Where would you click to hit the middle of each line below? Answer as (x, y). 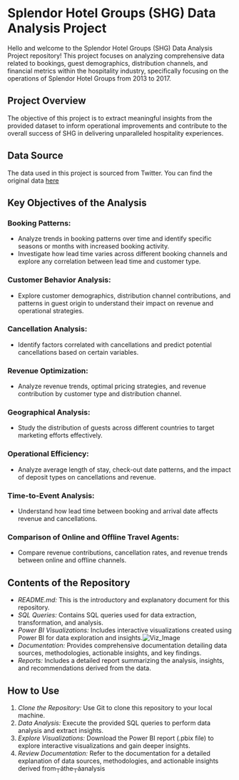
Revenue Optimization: (48, 370)
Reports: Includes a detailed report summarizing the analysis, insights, (121, 661)
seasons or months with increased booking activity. (93, 246)
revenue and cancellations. (57, 519)
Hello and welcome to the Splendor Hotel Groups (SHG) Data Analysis (110, 48)
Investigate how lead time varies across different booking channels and (122, 254)
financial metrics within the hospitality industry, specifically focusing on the (118, 71)
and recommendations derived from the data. (84, 668)
